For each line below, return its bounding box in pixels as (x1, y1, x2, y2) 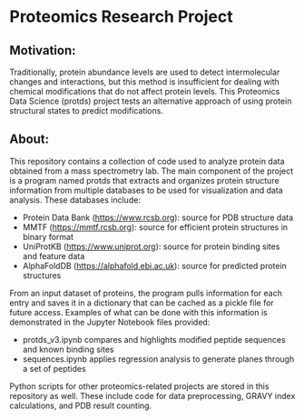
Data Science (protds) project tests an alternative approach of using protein (9, 95, 292, 106)
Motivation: (9, 43, 76, 58)
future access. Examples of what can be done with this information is (9, 306, 268, 317)
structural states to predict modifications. (9, 105, 163, 115)
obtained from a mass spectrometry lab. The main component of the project (9, 165, 294, 176)
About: (9, 132, 50, 147)
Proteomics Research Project (9, 6, 233, 27)
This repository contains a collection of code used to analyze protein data (9, 155, 285, 166)
